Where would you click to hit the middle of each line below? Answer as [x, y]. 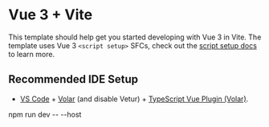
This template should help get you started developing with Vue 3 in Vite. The [135, 37]
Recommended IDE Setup [73, 79]
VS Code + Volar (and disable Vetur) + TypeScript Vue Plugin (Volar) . [134, 99]
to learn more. [31, 54]
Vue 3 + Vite [51, 15]
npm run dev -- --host [45, 114]
